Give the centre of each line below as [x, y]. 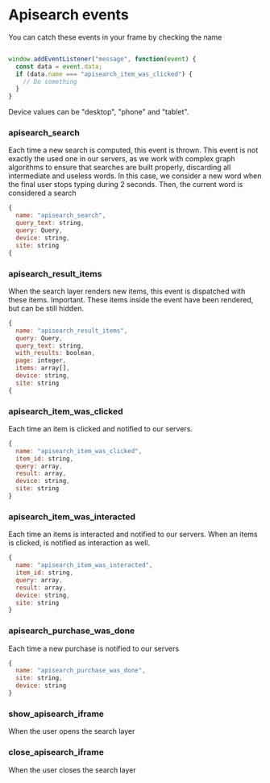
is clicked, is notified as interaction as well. [79, 543]
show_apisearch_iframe [56, 714]
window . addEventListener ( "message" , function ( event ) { [102, 59]
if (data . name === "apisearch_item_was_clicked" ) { [104, 74]
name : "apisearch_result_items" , [72, 331]
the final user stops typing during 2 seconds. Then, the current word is [126, 185]
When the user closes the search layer [72, 770]
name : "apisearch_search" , [61, 215]
